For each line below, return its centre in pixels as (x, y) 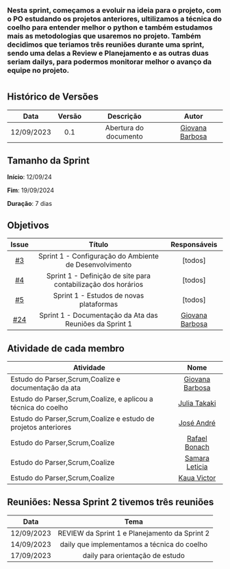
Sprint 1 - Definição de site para (99, 276)
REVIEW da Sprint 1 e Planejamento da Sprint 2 (134, 533)
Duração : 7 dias (30, 204)
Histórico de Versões (53, 97)
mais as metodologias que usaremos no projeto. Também (104, 36)
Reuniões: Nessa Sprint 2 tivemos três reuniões (111, 502)
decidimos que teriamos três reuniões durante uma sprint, (106, 45)
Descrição (124, 116)
